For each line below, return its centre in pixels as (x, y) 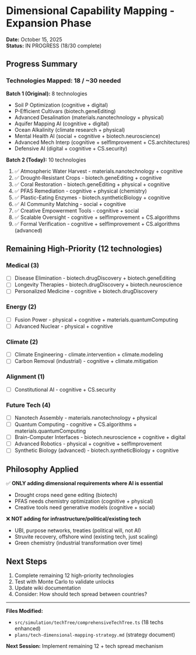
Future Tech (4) (28, 405)
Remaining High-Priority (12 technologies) (84, 249)
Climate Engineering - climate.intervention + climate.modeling (89, 355)
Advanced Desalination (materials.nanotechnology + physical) (89, 117)
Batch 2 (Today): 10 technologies (46, 160)
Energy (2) (21, 307)
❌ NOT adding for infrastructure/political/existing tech (73, 519)
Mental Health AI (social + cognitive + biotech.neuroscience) (87, 136)
